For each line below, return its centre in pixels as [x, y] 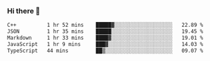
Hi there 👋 [24, 11]
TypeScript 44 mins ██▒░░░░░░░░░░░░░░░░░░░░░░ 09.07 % [105, 51]
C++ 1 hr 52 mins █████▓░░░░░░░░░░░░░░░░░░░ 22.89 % [105, 25]
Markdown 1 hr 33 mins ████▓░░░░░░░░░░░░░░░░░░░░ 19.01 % [105, 38]
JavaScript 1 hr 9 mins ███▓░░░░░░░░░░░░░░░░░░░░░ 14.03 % [105, 44]
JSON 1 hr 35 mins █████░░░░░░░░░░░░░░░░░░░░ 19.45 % [105, 32]
